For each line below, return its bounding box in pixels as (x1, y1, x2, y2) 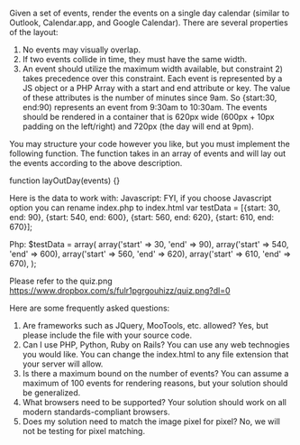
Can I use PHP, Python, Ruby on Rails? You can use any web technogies (22, 339, 290, 350)
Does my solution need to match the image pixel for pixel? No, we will (22, 416, 281, 427)
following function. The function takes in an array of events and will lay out (9, 148, 286, 159)
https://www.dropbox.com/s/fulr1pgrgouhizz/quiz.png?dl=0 (9, 285, 232, 296)
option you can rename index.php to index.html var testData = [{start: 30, (9, 202, 281, 213)
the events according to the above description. (9, 158, 183, 168)
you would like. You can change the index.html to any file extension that (22, 349, 289, 359)
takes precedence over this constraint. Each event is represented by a (22, 73, 283, 84)
